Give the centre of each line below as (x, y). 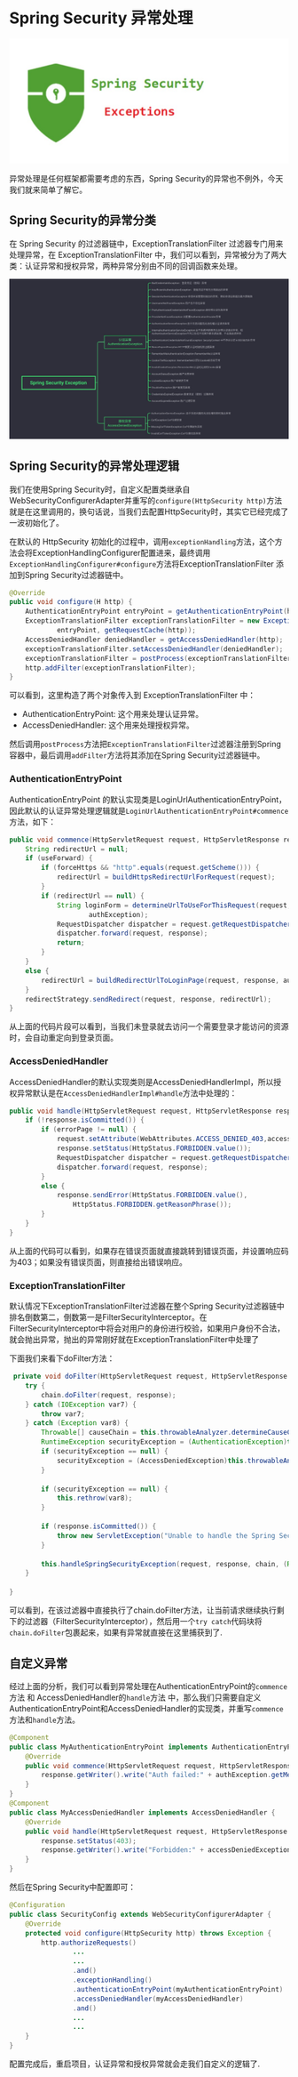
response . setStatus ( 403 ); (89, 1841)
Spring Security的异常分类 (83, 220)
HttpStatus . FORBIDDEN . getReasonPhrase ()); (152, 1205)
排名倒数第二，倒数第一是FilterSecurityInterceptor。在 (108, 1317)
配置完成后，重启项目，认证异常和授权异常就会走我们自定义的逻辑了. (135, 2064)
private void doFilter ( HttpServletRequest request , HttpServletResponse (150, 1377)
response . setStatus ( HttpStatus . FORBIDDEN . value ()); (154, 1148)
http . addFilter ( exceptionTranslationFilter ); (111, 668)
